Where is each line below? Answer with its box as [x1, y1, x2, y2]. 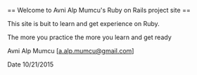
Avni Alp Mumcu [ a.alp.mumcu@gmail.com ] [7, 47, 134, 55]
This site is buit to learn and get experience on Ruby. [7, 20, 160, 27]
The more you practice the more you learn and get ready [7, 33, 172, 41]
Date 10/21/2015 [7, 60, 54, 69]
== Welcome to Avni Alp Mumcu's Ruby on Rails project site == [7, 6, 191, 14]
